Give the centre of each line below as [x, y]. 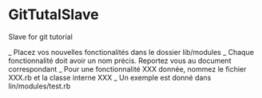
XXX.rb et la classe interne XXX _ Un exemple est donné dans [110, 77]
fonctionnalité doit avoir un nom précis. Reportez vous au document [120, 61]
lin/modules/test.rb [40, 86]
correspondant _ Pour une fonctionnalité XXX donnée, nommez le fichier [127, 69]
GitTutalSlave [54, 15]
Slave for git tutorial [41, 37]
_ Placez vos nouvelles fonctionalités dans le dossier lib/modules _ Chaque [131, 52]
